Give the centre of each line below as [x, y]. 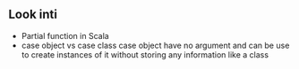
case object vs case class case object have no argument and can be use [155, 45]
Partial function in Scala [65, 35]
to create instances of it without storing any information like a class [145, 54]
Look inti [33, 15]
